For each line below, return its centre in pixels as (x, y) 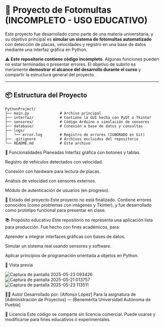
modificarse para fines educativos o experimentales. (58, 319)
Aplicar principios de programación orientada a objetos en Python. (72, 255)
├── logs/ (15, 130)
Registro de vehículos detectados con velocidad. (54, 162)
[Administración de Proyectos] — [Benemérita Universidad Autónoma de (78, 299)
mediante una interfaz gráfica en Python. (46, 49)
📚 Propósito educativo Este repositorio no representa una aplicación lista (79, 220)
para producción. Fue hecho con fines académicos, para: (63, 227)
